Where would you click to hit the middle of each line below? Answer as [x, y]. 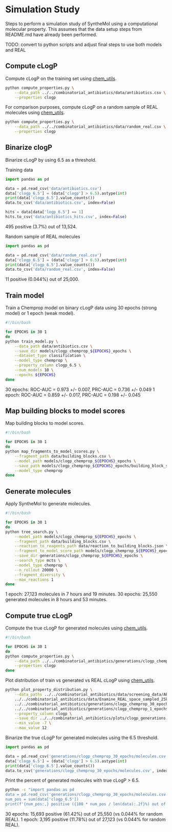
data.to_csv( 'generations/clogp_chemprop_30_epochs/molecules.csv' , [80, 770]
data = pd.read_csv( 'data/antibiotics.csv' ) [53, 188]
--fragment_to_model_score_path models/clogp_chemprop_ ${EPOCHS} [86, 551]
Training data [19, 170]
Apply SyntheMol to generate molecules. [48, 504]
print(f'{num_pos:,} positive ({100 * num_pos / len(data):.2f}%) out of [86, 804]
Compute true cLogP [39, 616]
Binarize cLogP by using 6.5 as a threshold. [51, 160]
